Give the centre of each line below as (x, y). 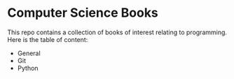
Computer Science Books (83, 13)
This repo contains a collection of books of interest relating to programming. (117, 32)
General (29, 53)
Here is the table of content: (48, 39)
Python (28, 68)
